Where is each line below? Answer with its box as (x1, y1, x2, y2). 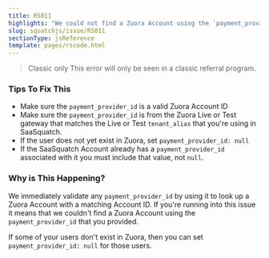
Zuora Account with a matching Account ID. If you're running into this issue (8, 200, 256, 209)
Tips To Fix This (8, 83, 71, 95)
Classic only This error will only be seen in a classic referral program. (27, 63, 256, 73)
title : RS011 (8, 11, 52, 20)
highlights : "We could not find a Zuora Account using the (8, 19, 210, 27)
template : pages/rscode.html (8, 42, 106, 50)
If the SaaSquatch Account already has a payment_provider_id (19, 144, 226, 154)
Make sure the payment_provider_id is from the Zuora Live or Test (19, 110, 237, 120)
